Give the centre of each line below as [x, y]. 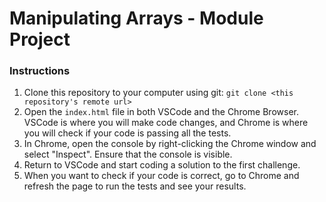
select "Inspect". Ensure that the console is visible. [128, 154]
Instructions [40, 71]
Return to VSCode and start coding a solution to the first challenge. [162, 165]
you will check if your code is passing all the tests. [127, 133]
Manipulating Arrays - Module [136, 18]
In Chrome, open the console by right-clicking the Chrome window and [170, 144]
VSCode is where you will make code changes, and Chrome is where [166, 123]
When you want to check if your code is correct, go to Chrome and [161, 176]
